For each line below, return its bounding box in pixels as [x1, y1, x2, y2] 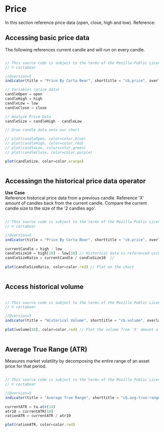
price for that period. [5, 363, 47, 369]
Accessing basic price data [5, 34, 90, 42]
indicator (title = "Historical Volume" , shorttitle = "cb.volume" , [5, 318, 145, 323]
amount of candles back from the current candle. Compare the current [5, 200, 147, 206]
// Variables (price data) [5, 87, 60, 92]
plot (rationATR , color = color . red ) [5, 422, 76, 427]
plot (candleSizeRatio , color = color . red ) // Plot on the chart [5, 265, 134, 270]
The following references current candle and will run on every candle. [5, 46, 145, 52]
